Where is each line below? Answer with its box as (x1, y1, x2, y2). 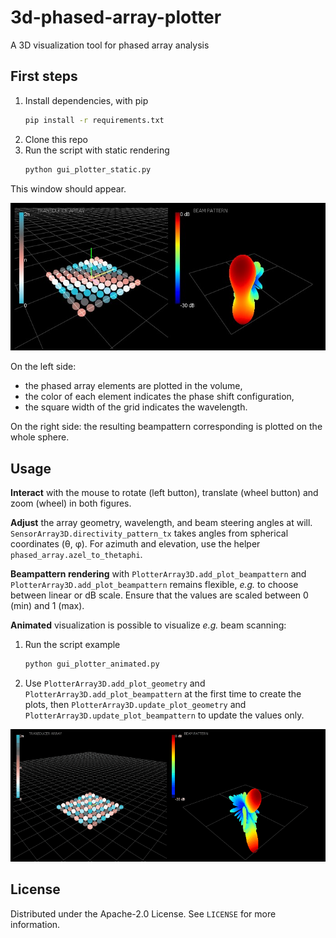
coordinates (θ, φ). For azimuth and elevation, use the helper (10, 537, 261, 550)
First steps (10, 68, 78, 85)
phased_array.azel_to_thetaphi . (10, 548, 143, 560)
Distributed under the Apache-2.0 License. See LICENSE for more (10, 907, 277, 920)
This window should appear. (10, 182, 127, 195)
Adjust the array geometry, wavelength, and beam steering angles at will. (10, 516, 313, 528)
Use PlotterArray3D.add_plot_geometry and (24, 677, 206, 689)
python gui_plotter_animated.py (24, 659, 160, 669)
